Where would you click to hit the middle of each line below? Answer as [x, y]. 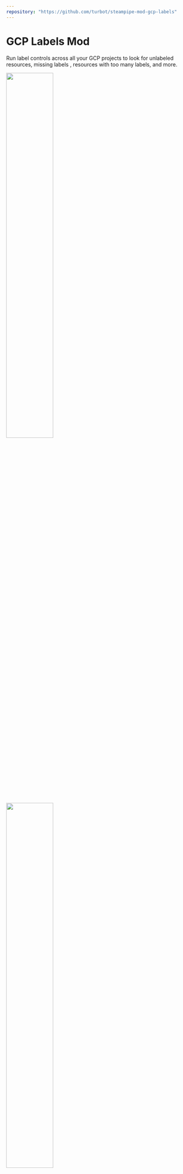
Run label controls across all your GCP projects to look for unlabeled [90, 58]
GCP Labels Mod [48, 41]
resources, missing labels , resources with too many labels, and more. [92, 64]
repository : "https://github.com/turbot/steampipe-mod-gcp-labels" [92, 12]
